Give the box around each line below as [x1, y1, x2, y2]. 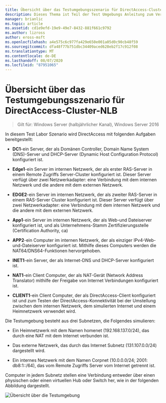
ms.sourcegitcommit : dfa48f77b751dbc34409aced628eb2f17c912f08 [5, 44, 138, 49]
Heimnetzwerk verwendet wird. [12, 308, 77, 314]
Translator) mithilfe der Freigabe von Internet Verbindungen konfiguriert [12, 277, 159, 283]
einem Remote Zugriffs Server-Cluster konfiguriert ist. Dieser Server [12, 172, 151, 178]
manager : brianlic [5, 16, 43, 21]
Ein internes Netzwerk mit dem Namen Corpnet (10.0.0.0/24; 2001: [12, 357, 148, 363]
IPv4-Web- [133, 237, 156, 243]
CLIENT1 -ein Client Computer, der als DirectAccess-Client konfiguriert [12, 292, 156, 298]
